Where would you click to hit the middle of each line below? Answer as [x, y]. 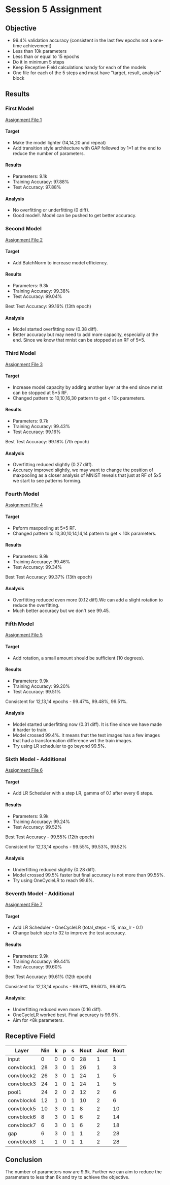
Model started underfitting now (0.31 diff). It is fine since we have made [87, 724]
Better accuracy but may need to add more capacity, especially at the [85, 335]
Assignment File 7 [24, 905]
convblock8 [22, 1141]
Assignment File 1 [24, 119]
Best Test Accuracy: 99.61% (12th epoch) [48, 977]
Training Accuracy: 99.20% [41, 686]
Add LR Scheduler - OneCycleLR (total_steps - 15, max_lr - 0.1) [78, 928]
